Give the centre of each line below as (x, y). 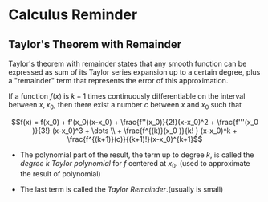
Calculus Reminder (73, 15)
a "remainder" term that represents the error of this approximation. (118, 81)
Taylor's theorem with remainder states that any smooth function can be (128, 63)
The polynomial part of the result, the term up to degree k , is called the (137, 155)
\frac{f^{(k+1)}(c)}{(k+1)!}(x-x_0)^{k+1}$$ (135, 139)
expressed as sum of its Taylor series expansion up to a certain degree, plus (134, 72)
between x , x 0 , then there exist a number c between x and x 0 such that (125, 106)
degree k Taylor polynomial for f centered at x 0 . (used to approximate (135, 164)
